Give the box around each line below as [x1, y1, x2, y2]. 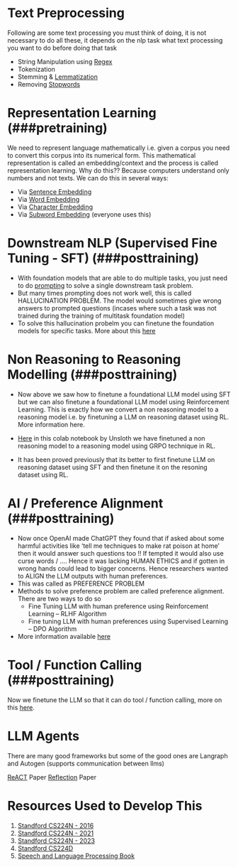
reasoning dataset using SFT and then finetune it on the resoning [17, 463, 208, 471]
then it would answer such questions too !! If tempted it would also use [17, 549, 225, 557]
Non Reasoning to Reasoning [7, 352, 181, 367]
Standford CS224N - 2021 [17, 829, 94, 837]
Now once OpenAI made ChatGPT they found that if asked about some [17, 534, 225, 542]
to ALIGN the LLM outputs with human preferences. [17, 571, 169, 580]
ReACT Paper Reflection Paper [7, 772, 97, 781]
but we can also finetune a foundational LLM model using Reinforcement [17, 397, 229, 406]
